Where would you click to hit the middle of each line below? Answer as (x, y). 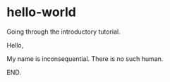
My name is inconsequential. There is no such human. (85, 59)
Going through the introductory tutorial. (63, 32)
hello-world (42, 12)
